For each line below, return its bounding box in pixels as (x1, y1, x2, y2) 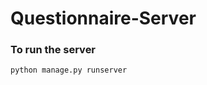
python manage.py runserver (10, 65, 128, 76)
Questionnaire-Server (10, 7, 197, 30)
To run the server (10, 43, 97, 57)
